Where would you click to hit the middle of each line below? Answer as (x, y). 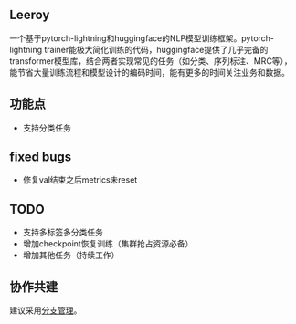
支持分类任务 (47, 128)
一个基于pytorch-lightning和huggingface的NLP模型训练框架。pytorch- (142, 38)
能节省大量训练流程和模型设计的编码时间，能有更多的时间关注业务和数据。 (149, 72)
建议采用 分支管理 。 (46, 310)
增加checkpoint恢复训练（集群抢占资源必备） (108, 244)
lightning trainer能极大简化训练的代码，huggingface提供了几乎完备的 (139, 49)
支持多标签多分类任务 (63, 233)
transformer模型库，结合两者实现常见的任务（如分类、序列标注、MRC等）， (151, 61)
